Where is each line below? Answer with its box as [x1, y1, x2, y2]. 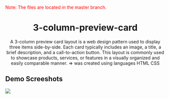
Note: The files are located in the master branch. [5, 5, 107, 10]
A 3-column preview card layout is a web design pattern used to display [10, 38, 161, 44]
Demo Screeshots [5, 75, 63, 83]
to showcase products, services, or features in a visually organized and [11, 55, 160, 61]
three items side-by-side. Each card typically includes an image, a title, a [9, 44, 161, 50]
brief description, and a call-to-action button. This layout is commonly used [6, 49, 164, 55]
